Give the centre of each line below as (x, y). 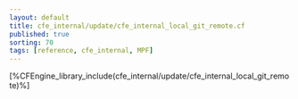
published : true (39, 34)
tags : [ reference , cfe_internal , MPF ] (81, 51)
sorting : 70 (31, 42)
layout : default (39, 17)
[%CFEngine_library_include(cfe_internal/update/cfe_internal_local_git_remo (149, 76)
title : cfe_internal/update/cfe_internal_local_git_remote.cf (127, 26)
